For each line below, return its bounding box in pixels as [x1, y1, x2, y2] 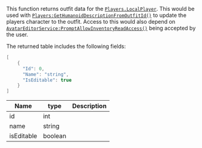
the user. [6, 31, 29, 38]
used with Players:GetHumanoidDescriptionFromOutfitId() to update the [6, 12, 187, 19]
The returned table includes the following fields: [6, 42, 126, 50]
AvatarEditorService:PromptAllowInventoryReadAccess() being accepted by [6, 24, 196, 32]
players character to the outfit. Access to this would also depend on [6, 18, 176, 25]
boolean [42, 132, 67, 140]
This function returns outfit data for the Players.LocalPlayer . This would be [6, 5, 195, 12]
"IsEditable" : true [22, 77, 72, 83]
